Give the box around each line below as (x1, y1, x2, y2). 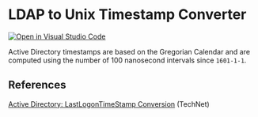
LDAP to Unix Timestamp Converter (8, 6, 247, 24)
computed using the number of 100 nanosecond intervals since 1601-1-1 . (8, 55, 247, 65)
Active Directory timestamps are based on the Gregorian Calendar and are (8, 47, 251, 56)
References (8, 78, 66, 92)
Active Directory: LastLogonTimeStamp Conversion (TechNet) (8, 99, 210, 108)
